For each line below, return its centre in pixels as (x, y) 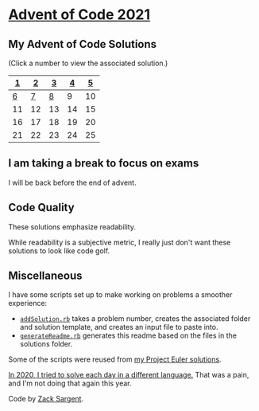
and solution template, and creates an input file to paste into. (119, 327)
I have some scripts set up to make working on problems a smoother (120, 295)
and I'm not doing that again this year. (70, 383)
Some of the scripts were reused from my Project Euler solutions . (115, 359)
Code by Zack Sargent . (46, 399)
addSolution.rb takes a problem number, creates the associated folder (135, 319)
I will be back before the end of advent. (72, 182)
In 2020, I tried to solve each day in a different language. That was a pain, (129, 375)
